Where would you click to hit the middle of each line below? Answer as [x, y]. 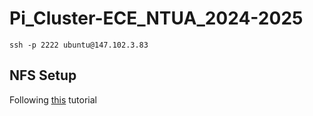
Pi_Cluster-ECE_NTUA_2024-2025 [156, 18]
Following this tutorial [53, 99]
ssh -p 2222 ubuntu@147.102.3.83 [79, 45]
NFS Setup [43, 75]
